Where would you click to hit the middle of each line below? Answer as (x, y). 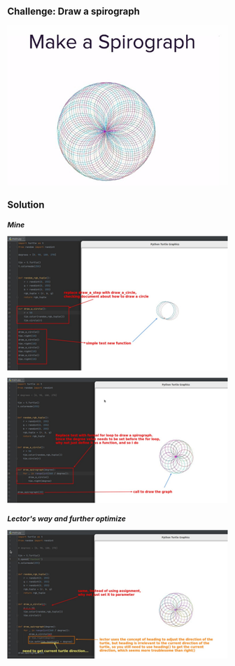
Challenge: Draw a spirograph (73, 12)
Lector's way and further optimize (66, 519)
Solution (26, 205)
